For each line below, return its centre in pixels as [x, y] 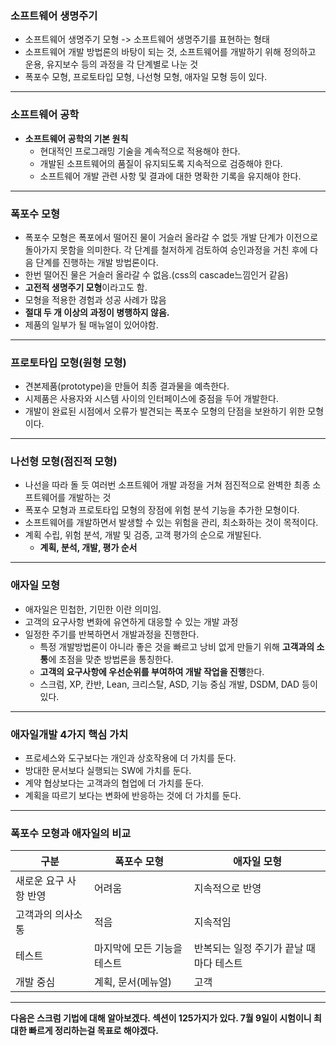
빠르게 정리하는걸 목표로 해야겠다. [93, 1031]
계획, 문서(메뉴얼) [133, 982]
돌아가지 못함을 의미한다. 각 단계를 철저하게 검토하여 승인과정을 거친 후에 [166, 249]
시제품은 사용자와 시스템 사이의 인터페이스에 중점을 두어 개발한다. [151, 399]
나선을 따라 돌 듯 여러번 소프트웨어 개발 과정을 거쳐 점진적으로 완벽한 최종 [167, 485]
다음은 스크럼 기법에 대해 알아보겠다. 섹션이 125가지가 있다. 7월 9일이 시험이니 [161, 1018]
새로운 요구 [40, 881]
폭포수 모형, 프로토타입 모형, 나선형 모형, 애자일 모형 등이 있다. [146, 77]
